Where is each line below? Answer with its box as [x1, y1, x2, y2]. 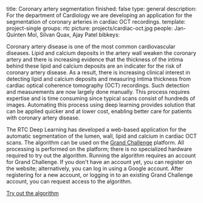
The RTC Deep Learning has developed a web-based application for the [6, 126, 187, 133]
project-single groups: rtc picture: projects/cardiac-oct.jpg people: [6, 24, 173, 32]
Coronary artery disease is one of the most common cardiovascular [6, 43, 176, 50]
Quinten [6, 31, 26, 38]
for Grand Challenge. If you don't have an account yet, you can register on [6, 158, 193, 165]
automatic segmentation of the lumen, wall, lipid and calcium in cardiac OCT [6, 132, 198, 140]
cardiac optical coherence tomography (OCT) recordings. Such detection [6, 82, 190, 89]
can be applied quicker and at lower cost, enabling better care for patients [6, 108, 192, 115]
